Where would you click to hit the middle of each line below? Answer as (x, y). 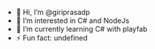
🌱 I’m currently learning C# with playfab (82, 29)
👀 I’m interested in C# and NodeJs (73, 21)
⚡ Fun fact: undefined (52, 38)
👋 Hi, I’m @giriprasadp (53, 12)
